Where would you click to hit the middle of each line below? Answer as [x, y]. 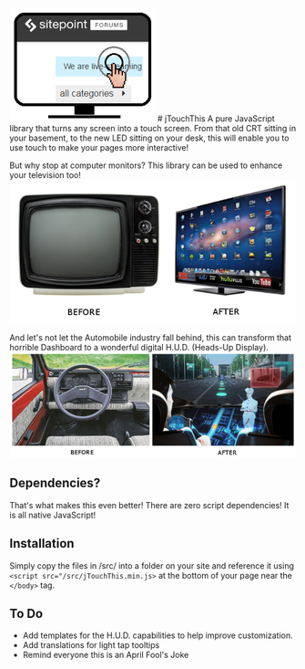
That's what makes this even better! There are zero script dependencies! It [149, 505]
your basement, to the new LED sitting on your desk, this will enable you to [149, 138]
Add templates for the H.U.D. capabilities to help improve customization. [158, 635]
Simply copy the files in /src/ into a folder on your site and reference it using [152, 565]
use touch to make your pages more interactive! [99, 147]
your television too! [46, 175]
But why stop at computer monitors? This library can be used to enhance [146, 165]
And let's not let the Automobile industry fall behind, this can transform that [151, 337]
